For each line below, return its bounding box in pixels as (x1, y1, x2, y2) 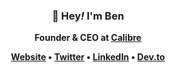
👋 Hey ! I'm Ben (51, 9, 125, 23)
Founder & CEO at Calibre (34, 32, 142, 44)
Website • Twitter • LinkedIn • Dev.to (10, 51, 166, 63)
